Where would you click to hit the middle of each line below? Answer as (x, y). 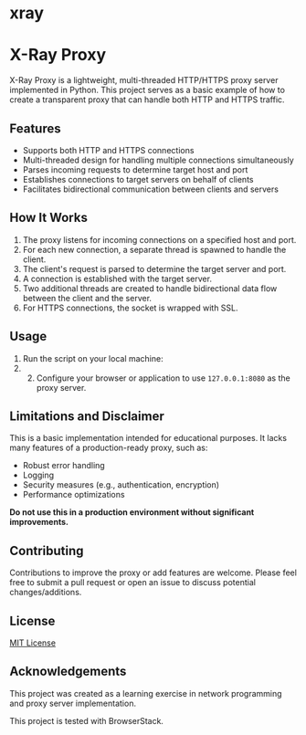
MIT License (33, 643)
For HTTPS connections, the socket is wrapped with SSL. (131, 308)
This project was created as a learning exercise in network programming (146, 693)
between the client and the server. (87, 298)
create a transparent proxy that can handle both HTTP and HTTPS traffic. (147, 100)
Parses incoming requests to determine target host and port (135, 169)
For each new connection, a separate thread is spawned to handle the (154, 249)
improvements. (39, 522)
